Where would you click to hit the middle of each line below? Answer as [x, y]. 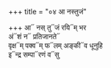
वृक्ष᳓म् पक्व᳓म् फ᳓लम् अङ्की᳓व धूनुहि [55, 46]
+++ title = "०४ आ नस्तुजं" [47, 12]
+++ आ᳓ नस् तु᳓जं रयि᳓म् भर [47, 28]
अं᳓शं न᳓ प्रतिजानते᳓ [34, 36]
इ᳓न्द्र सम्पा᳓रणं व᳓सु [34, 54]
